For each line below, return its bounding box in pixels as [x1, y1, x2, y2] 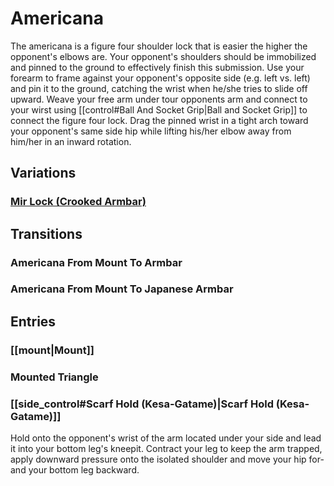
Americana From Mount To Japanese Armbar [10, 282, 234, 296]
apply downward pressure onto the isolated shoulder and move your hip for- [10, 453, 325, 466]
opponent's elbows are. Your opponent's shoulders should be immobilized [10, 50, 317, 62]
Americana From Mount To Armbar [10, 255, 183, 269]
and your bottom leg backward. [10, 464, 140, 476]
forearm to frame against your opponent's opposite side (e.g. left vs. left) [10, 72, 311, 84]
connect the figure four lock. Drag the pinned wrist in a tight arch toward [10, 114, 309, 126]
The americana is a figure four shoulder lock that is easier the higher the [10, 40, 308, 52]
